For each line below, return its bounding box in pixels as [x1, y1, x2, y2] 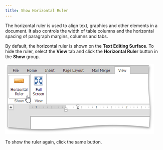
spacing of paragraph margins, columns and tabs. [5, 33, 108, 39]
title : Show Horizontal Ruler [5, 8, 69, 13]
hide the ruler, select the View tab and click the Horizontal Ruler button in [5, 48, 158, 54]
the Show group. [5, 53, 40, 60]
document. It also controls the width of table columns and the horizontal [5, 28, 154, 34]
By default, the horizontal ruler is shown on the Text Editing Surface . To [5, 43, 154, 49]
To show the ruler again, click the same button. [5, 138, 102, 145]
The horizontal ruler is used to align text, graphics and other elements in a [5, 23, 158, 29]
